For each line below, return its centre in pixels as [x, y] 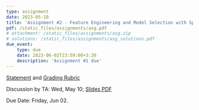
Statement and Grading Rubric [43, 78]
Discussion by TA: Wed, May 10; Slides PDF [59, 89]
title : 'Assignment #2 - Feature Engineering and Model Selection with [96, 22]
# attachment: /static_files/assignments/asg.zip [69, 34]
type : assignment [28, 11]
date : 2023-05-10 [28, 17]
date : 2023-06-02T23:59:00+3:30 [57, 55]
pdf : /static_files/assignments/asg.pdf [57, 28]
